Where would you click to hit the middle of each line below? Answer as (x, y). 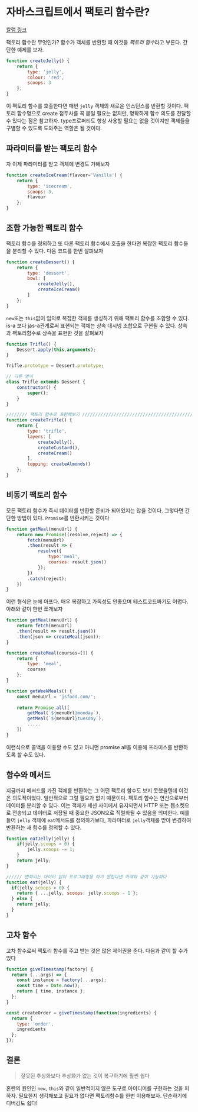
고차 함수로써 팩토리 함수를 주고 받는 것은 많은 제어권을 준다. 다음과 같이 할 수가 (97, 950)
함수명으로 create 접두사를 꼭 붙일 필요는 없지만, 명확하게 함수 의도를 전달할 (104, 114)
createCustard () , (59, 447)
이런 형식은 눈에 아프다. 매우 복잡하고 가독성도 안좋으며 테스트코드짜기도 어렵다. (97, 602)
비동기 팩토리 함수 (37, 495)
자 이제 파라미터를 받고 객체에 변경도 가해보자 (58, 164)
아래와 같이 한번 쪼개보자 (34, 609)
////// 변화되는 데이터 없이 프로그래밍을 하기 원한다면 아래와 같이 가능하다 (86, 876)
